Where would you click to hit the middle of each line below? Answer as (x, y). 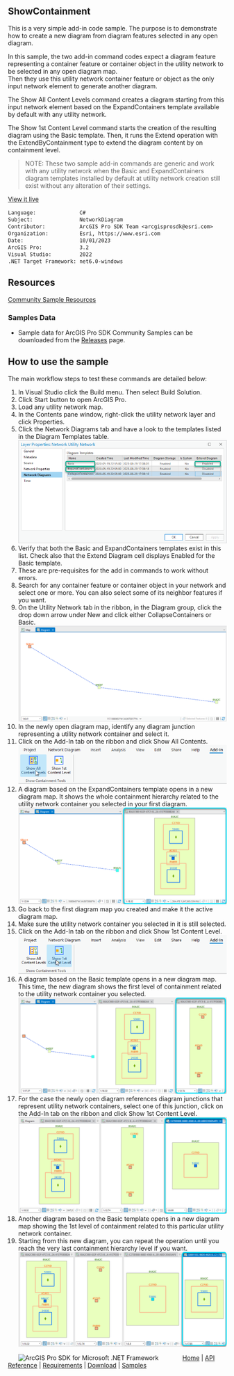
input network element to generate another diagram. (83, 86)
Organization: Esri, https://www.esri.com (84, 233)
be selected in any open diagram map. (63, 71)
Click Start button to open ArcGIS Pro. (72, 399)
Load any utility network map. (60, 407)
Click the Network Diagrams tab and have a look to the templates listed (119, 429)
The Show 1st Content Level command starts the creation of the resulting (112, 127)
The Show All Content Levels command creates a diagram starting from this (116, 99)
